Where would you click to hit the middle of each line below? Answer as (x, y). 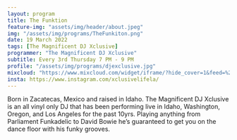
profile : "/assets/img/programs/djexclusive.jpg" (82, 66)
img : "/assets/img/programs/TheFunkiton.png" (75, 33)
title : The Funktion (38, 20)
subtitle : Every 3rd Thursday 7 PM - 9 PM (71, 60)
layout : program (31, 14)
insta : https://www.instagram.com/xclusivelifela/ (83, 79)
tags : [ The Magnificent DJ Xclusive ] (63, 46)
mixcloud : (22, 72)
